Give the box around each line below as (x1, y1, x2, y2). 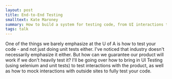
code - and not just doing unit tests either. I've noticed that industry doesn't (5, 46, 165, 52)
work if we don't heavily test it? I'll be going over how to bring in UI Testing (5, 57, 163, 63)
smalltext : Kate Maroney (5, 17, 58, 22)
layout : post (5, 7, 33, 13)
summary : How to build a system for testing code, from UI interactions (5, 22, 164, 27)
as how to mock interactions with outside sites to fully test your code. (5, 68, 152, 74)
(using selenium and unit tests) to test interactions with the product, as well (5, 63, 164, 69)
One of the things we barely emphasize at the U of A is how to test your (5, 41, 156, 47)
